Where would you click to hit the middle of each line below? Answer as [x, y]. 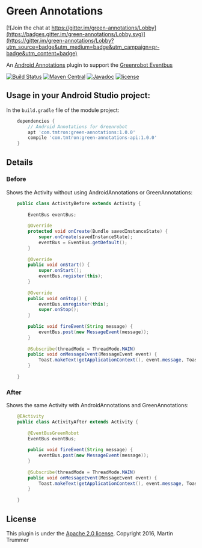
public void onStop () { [57, 298]
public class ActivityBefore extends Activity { [79, 203]
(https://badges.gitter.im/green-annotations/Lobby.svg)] [76, 34]
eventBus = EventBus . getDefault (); [83, 242]
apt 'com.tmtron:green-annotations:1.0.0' [82, 132]
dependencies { [36, 121]
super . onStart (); [60, 271]
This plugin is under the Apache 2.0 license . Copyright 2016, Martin [90, 533]
